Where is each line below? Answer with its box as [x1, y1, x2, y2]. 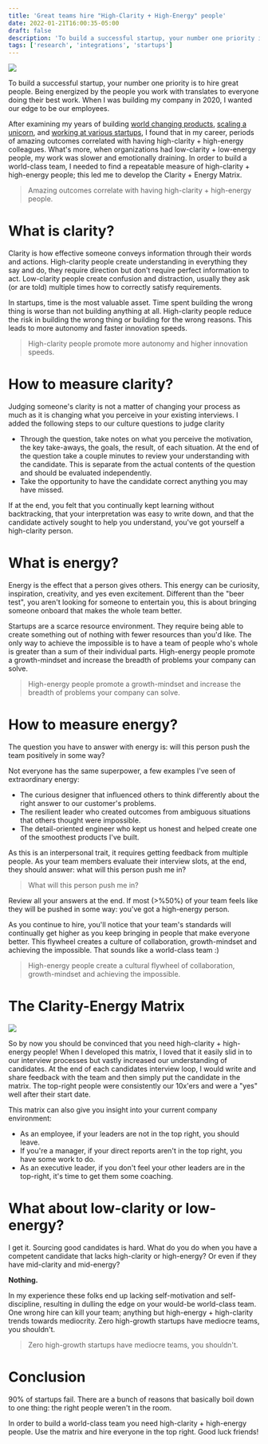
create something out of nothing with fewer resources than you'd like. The [8, 629, 252, 639]
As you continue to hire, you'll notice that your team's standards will [8, 919, 231, 929]
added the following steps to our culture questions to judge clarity [8, 419, 225, 428]
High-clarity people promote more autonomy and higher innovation [27, 339, 249, 348]
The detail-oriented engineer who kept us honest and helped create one [19, 823, 258, 833]
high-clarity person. [8, 526, 73, 535]
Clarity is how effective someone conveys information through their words [8, 248, 252, 258]
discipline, [8, 1299, 42, 1308]
